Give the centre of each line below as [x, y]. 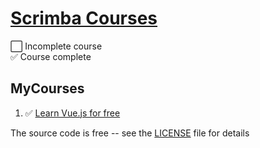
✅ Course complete [51, 56]
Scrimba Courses [84, 18]
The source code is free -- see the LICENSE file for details [130, 133]
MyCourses [47, 88]
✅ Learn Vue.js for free [72, 113]
